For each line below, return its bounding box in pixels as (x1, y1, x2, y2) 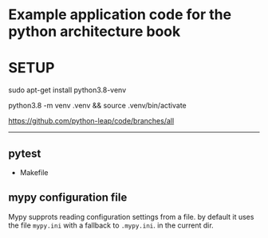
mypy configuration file (8, 191, 128, 205)
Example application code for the (8, 6, 232, 24)
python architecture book (8, 22, 181, 41)
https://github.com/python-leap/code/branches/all (8, 116, 175, 126)
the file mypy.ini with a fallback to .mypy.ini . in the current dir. (8, 220, 214, 230)
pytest (8, 146, 41, 160)
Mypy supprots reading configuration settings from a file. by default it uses (8, 212, 254, 221)
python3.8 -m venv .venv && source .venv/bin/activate (8, 101, 187, 111)
